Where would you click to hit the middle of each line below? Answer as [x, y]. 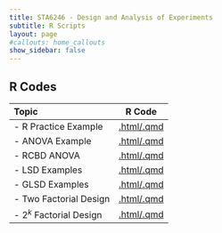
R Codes [33, 87]
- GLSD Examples [51, 184]
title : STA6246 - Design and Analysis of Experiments [111, 17]
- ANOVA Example [53, 141]
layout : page [33, 34]
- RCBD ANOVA [47, 155]
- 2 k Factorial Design [58, 214]
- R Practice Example [58, 126]
